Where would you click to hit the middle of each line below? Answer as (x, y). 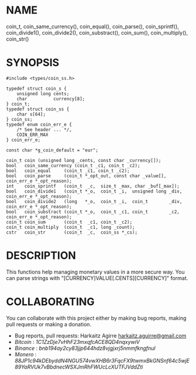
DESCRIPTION (41, 256)
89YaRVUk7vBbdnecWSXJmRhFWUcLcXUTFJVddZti (79, 367)
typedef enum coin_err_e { (39, 124)
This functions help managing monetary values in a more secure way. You (95, 272)
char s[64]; (31, 114)
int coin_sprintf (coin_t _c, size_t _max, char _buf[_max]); (93, 186)
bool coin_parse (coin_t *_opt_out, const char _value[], (86, 176)
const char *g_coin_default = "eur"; (52, 150)
